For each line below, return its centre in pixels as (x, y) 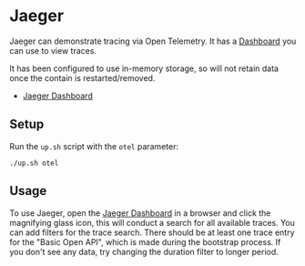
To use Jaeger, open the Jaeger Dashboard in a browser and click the (140, 213)
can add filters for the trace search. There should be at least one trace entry (152, 232)
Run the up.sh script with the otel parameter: (94, 146)
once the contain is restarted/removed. (82, 77)
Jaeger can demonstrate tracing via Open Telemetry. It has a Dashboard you (153, 41)
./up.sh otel (34, 163)
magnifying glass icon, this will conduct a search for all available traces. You (152, 222)
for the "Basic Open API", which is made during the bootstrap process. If (145, 241)
